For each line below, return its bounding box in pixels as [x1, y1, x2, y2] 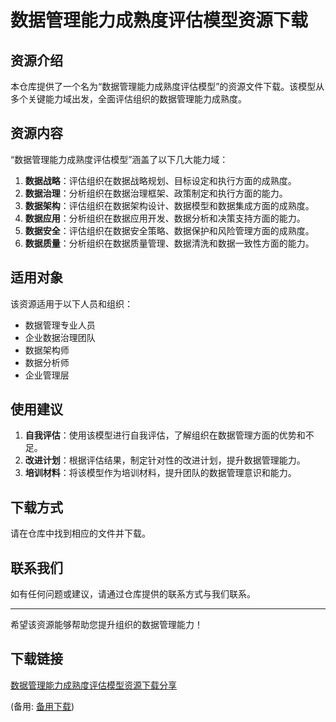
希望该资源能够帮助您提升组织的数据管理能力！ [10, 619, 203, 631]
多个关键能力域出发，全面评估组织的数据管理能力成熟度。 [10, 93, 247, 105]
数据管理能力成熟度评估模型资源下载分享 [10, 679, 177, 691]
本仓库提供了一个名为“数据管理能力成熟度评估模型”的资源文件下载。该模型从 [10, 81, 325, 92]
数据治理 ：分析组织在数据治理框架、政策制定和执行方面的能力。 [24, 187, 288, 199]
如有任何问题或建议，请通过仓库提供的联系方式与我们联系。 [10, 588, 256, 600]
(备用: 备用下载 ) [10, 700, 75, 712]
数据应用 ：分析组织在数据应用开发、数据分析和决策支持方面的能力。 [24, 212, 306, 224]
